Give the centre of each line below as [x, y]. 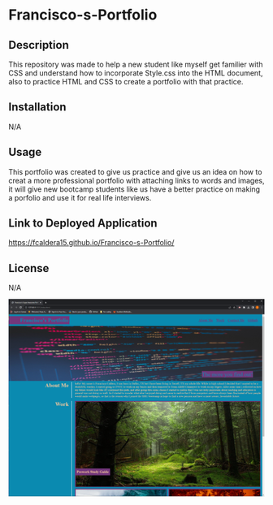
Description [39, 45]
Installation [37, 107]
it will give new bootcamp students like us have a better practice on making [134, 189]
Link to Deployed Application [83, 224]
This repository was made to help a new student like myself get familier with [136, 64]
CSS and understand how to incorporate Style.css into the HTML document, [136, 73]
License [29, 268]
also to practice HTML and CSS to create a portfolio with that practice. [126, 82]
